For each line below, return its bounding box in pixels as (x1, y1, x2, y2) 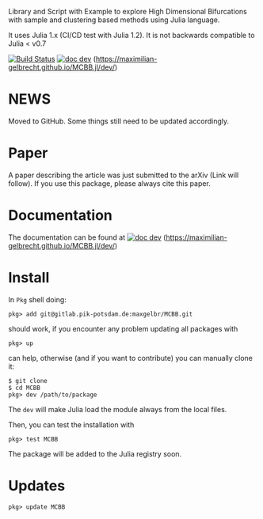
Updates (8, 476, 66, 494)
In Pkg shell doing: (8, 294, 67, 304)
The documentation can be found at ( (8, 233, 166, 242)
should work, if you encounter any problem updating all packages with (8, 324, 238, 333)
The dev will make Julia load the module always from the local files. (8, 404, 227, 414)
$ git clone (8, 377, 48, 385)
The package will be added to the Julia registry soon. (8, 449, 182, 458)
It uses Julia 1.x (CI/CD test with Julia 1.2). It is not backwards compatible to (8, 31, 255, 40)
